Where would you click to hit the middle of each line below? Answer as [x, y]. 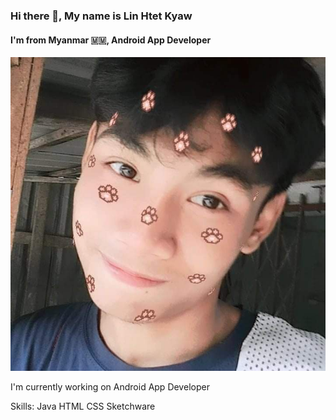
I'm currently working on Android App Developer [110, 387]
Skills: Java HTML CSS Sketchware [83, 406]
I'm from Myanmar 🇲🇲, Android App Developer [111, 40]
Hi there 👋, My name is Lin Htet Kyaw [101, 16]
